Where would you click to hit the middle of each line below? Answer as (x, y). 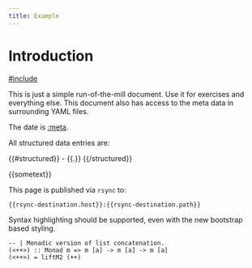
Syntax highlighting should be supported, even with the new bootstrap (126, 219)
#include (23, 79)
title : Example (34, 16)
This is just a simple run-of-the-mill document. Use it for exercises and (126, 94)
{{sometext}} (30, 174)
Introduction (51, 55)
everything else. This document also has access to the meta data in (121, 103)
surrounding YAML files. (49, 111)
